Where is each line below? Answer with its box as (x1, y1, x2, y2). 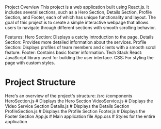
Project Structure (5, 77, 76, 88)
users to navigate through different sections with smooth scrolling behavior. (5, 25, 156, 31)
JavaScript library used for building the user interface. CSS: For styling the (5, 55, 154, 60)
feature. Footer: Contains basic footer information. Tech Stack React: (5, 49, 143, 55)
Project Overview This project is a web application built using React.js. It (5, 4, 149, 10)
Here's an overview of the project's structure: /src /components (5, 93, 132, 98)
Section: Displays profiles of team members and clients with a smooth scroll (5, 45, 157, 50)
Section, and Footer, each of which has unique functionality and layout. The (5, 15, 156, 20)
